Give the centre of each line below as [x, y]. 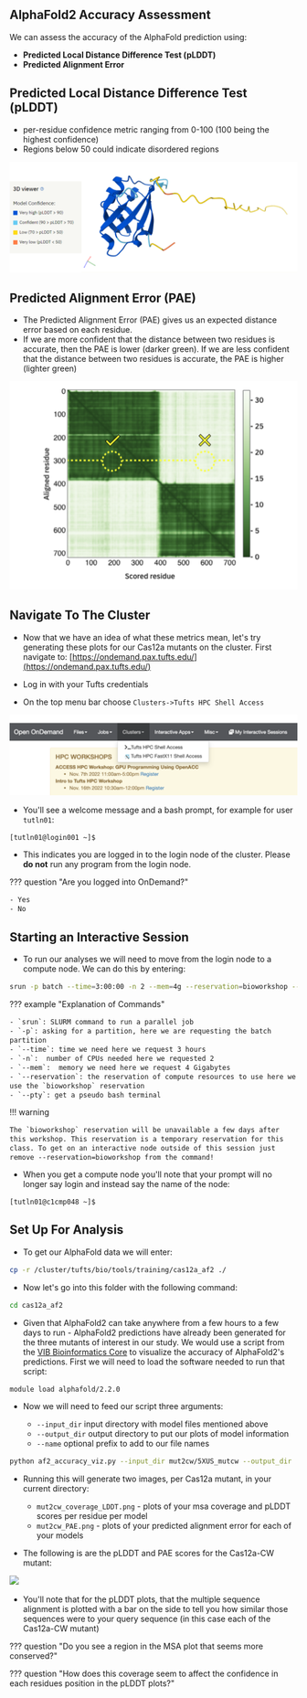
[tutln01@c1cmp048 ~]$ [53, 1202]
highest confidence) [60, 139]
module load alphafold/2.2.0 [65, 1389]
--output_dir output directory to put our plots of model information [163, 1434]
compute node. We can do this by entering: [104, 969]
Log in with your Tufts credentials [85, 684]
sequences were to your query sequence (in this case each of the [147, 1619]
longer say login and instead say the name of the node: [126, 1183]
